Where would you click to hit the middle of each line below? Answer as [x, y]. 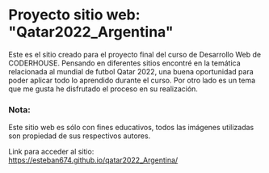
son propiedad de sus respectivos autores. [80, 136]
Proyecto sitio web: [74, 15]
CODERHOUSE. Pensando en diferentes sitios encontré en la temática [124, 63]
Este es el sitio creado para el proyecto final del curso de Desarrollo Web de [134, 54]
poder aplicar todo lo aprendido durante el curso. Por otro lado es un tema [132, 80]
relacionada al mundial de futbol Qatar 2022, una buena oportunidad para [131, 71]
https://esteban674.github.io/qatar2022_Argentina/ [93, 160]
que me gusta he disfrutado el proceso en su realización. [103, 89]
